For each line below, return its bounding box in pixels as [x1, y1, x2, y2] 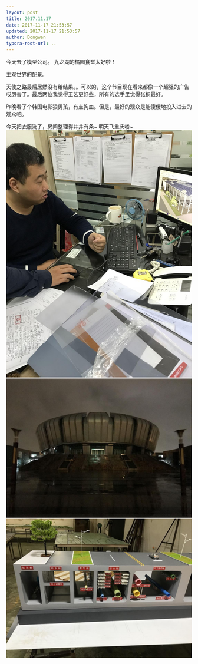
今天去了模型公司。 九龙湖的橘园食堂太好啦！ [6, 58, 116, 65]
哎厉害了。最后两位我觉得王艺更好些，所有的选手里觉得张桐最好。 [6, 91, 166, 97]
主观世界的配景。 [6, 71, 48, 78]
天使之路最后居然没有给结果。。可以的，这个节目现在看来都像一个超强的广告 [6, 83, 190, 90]
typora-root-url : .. [6, 41, 57, 47]
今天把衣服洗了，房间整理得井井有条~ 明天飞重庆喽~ [6, 123, 134, 130]
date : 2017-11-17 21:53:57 [6, 22, 72, 28]
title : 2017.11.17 [6, 15, 51, 22]
